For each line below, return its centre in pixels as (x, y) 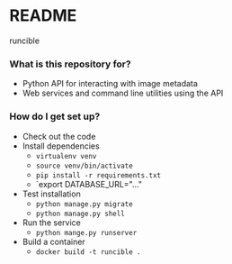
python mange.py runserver (86, 232)
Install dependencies (61, 146)
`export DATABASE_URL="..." (89, 184)
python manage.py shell (80, 214)
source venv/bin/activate (84, 166)
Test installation (51, 194)
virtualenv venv (66, 156)
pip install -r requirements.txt (98, 175)
